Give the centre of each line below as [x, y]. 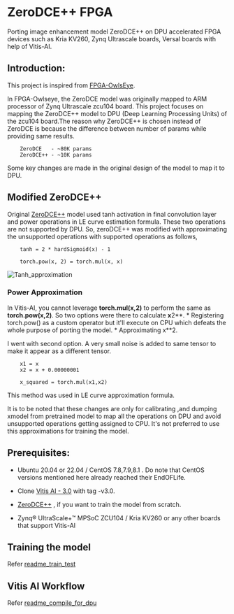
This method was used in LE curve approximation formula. [91, 395]
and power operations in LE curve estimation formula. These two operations [116, 222]
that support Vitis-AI [46, 525]
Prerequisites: [38, 453]
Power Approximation [45, 292]
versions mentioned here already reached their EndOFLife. [102, 477]
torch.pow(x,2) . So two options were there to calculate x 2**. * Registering [116, 315]
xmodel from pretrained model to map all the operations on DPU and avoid [114, 416]
